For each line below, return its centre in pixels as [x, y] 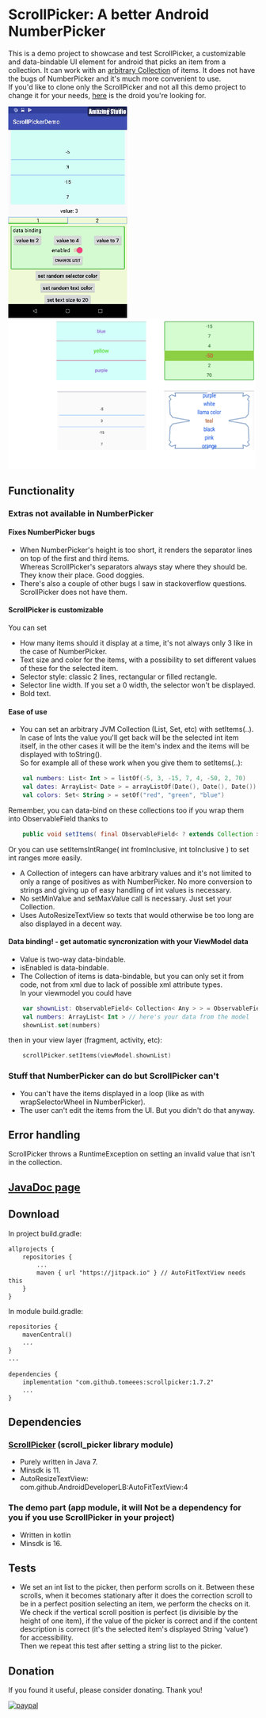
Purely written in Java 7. [59, 1462]
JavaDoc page [44, 1187]
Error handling [44, 1135]
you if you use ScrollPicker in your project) [92, 1518]
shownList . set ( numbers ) [62, 1025]
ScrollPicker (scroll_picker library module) [91, 1445]
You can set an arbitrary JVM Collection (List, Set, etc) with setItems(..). [137, 729]
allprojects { [32, 1249]
